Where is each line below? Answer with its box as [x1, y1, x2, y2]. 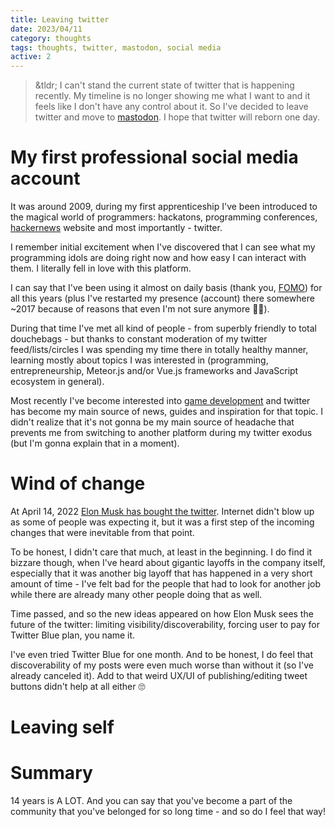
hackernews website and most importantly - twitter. [10, 222, 223, 234]
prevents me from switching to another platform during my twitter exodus [10, 427, 313, 439]
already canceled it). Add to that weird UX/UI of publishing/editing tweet [10, 670, 308, 681]
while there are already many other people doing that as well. [10, 589, 263, 600]
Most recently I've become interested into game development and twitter [10, 395, 311, 407]
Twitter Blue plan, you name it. [10, 629, 136, 641]
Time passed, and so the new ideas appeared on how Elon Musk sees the [10, 608, 314, 620]
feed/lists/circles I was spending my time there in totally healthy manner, [10, 344, 309, 356]
